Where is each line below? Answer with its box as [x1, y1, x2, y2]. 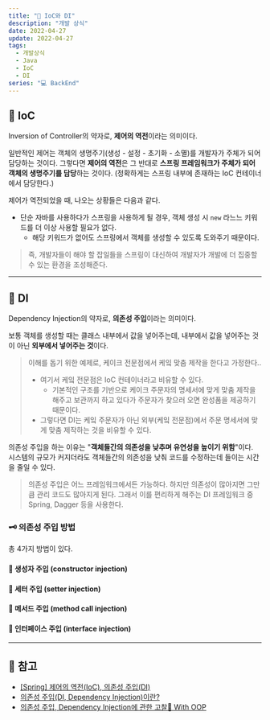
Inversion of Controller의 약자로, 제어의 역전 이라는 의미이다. [8, 131, 198, 141]
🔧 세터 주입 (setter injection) [8, 584, 101, 594]
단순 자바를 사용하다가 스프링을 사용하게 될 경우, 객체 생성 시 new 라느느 [19, 212, 243, 222]
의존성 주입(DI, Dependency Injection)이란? [19, 693, 161, 702]
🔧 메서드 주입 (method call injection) [8, 604, 128, 614]
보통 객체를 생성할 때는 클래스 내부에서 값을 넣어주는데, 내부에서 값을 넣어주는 [8, 331, 251, 340]
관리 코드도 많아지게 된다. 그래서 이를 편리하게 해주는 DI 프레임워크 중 [36, 490, 254, 500]
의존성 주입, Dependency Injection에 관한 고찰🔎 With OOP [19, 702, 207, 712]
